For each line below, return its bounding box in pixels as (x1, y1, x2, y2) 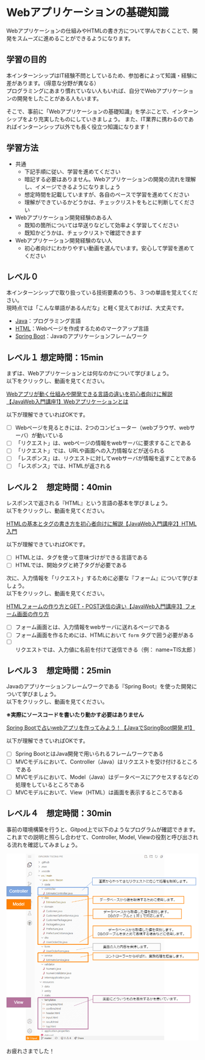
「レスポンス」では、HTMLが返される (15, 462, 111, 470)
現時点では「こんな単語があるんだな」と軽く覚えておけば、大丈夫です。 (6, 304, 187, 312)
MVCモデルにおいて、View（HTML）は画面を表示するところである (15, 788, 184, 796)
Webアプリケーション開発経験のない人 (15, 236, 113, 244)
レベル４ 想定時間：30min (6, 808, 112, 819)
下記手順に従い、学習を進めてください (24, 168, 121, 175)
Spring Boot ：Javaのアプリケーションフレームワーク (15, 333, 148, 340)
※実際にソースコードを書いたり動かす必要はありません (6, 711, 145, 718)
